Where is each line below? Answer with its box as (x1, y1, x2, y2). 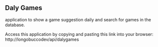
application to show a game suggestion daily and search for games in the (5, 16, 151, 22)
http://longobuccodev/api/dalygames (5, 36, 79, 42)
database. (5, 22, 25, 28)
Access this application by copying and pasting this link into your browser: (5, 31, 154, 37)
